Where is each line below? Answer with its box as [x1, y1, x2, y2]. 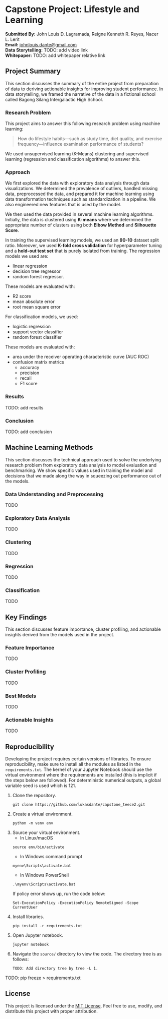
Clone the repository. [12, 793, 56, 799]
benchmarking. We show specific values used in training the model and [5, 467, 153, 473]
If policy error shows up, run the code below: [12, 891, 106, 897]
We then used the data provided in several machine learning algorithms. [5, 211, 154, 217]
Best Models [5, 692, 37, 699]
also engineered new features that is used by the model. [5, 202, 121, 208]
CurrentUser [12, 905, 38, 910]
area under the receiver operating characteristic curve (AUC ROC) [12, 354, 149, 360]
